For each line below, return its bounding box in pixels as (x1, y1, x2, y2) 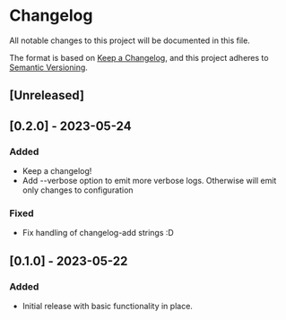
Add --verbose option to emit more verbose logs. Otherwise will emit (22, 176, 277, 186)
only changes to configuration (22, 185, 134, 195)
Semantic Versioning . (9, 62, 88, 73)
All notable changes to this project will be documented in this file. (9, 35, 251, 46)
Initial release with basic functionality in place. (22, 301, 193, 311)
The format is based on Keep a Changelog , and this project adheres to (9, 52, 269, 63)
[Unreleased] (9, 88, 85, 103)
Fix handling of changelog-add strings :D (22, 228, 175, 238)
